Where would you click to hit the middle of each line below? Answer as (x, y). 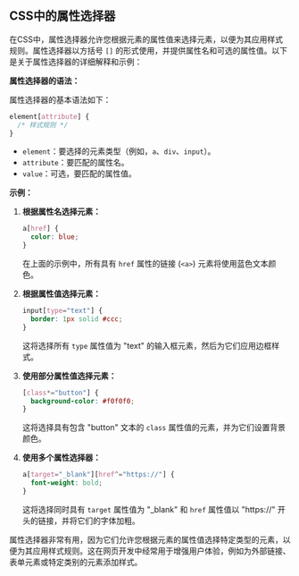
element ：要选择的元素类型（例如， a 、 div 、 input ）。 (119, 151)
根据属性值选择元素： (61, 294)
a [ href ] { (41, 229)
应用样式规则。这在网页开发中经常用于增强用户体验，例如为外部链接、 (162, 551)
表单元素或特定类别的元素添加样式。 (76, 562)
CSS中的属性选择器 (62, 16)
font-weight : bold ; (67, 483)
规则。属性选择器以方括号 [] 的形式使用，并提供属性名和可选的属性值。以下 (149, 50)
